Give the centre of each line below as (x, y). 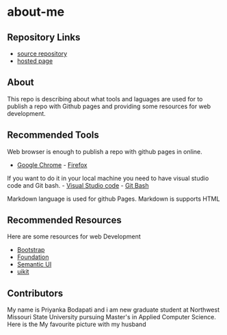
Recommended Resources (64, 220)
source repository (42, 53)
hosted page (35, 61)
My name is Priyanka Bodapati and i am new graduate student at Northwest (113, 310)
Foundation (33, 257)
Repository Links (44, 37)
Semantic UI (34, 264)
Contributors (35, 293)
